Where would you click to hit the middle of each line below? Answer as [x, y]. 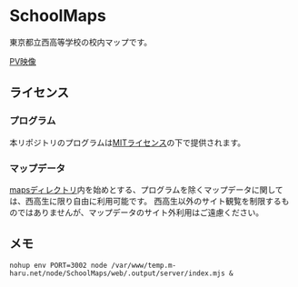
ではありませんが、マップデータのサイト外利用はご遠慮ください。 [140, 212]
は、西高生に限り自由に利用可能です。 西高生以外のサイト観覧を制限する [145, 201]
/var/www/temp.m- [144, 265]
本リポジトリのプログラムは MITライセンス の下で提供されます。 [128, 143]
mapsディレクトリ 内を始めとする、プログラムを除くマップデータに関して [146, 189]
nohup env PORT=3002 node [58, 265]
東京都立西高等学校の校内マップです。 [81, 42]
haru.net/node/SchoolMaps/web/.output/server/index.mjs [117, 273]
